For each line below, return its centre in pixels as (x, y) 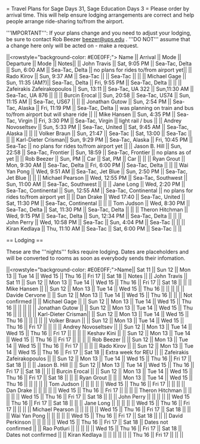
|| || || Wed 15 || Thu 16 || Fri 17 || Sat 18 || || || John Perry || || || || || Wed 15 (98, 396)
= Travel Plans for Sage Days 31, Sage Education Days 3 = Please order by (98, 9)
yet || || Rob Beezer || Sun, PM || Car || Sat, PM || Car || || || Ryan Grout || (96, 159)
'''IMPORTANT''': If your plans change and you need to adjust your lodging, (99, 33)
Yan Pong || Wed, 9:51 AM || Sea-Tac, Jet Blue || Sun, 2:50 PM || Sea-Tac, (97, 172)
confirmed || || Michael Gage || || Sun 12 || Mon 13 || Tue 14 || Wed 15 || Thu (99, 301)
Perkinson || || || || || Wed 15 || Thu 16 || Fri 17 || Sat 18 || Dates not (87, 422)
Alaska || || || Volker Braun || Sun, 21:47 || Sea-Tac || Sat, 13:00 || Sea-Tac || (99, 133)
